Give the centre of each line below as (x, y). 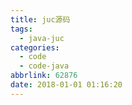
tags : (21, 29)
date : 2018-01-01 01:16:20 (66, 85)
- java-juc (42, 38)
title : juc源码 (40, 19)
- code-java (44, 66)
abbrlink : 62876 (44, 76)
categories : (35, 47)
